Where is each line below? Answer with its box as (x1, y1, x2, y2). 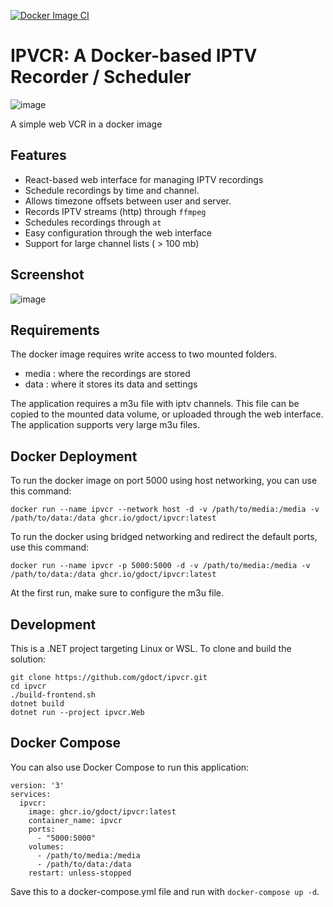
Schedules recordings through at (24, 216, 162, 228)
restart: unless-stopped (28, 868, 132, 878)
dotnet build (10, 699, 65, 709)
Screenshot (10, 266, 85, 284)
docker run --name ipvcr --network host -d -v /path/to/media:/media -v (10, 505, 320, 515)
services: (10, 789, 52, 799)
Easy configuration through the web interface (24, 226, 213, 239)
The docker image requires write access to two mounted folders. (10, 348, 278, 360)
